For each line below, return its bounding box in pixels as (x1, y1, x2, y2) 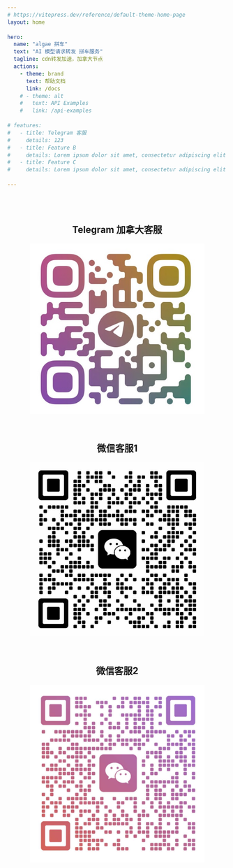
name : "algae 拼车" (13, 41, 68, 48)
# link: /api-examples (20, 107, 92, 115)
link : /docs (25, 85, 61, 92)
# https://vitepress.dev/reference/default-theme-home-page (7, 11, 186, 18)
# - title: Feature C (7, 159, 77, 166)
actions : (13, 63, 39, 70)
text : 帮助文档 (25, 78, 66, 85)
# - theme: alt (20, 92, 64, 99)
